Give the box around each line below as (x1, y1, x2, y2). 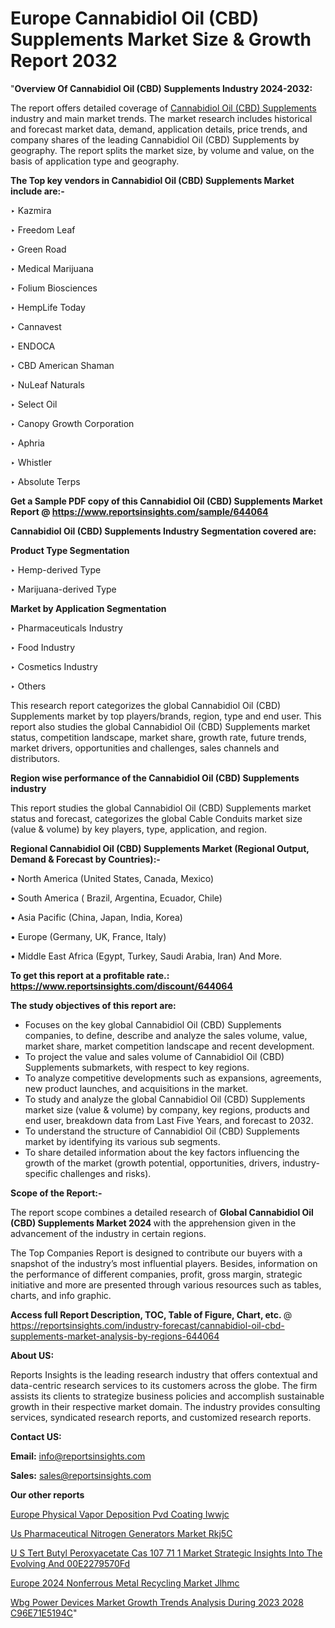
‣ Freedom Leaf (10, 223, 76, 236)
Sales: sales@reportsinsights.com (10, 1469, 152, 1481)
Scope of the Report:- (10, 1187, 103, 1199)
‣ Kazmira (10, 204, 52, 216)
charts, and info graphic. (10, 1289, 112, 1301)
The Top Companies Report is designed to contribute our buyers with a (10, 1247, 303, 1259)
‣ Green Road (10, 243, 67, 255)
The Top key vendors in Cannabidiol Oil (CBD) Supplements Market (10, 174, 295, 186)
